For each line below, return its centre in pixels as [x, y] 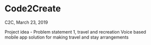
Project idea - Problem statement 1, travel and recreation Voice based [75, 32]
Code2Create [33, 9]
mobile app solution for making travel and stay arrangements [67, 37]
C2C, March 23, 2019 [26, 22]
